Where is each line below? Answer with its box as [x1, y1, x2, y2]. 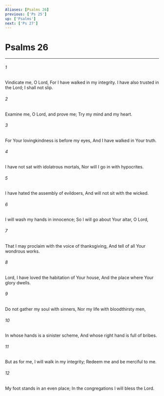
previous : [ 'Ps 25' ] [5, 12, 47, 17]
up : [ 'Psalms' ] [5, 16, 36, 21]
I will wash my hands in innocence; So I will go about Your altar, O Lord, [5, 216, 149, 223]
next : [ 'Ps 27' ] [5, 21, 38, 26]
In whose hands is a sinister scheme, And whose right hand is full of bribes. [5, 332, 157, 338]
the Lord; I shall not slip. [5, 85, 53, 91]
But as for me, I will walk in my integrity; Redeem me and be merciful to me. [5, 359, 157, 365]
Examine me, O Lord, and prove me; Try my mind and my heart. [5, 111, 133, 117]
